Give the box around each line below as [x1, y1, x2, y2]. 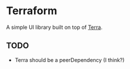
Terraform [6, 4, 58, 18]
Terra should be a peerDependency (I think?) [14, 56, 125, 63]
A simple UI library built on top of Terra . [6, 24, 103, 31]
